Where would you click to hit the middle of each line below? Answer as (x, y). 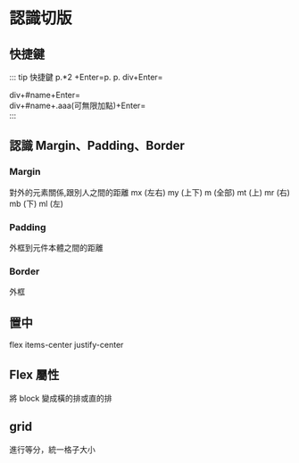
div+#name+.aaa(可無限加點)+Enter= (78, 105)
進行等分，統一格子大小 (52, 449)
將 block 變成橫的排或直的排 (61, 398)
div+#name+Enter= (45, 95)
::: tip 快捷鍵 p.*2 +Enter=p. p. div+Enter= (86, 77)
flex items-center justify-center (66, 345)
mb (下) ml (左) (37, 203)
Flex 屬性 (34, 375)
